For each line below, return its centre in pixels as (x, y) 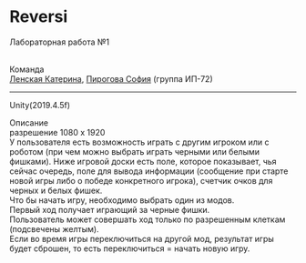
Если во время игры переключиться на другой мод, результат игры (142, 238)
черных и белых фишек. (56, 190)
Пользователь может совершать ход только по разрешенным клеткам (148, 219)
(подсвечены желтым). (54, 228)
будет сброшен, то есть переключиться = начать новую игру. (130, 248)
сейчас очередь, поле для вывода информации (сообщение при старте (149, 171)
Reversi (39, 17)
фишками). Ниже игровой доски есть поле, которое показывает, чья (143, 161)
